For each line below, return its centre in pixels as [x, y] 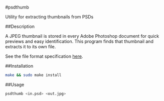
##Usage [15, 85]
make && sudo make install [33, 75]
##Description [20, 26]
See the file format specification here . [44, 56]
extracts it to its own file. [31, 47]
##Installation [19, 66]
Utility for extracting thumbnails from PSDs [49, 17]
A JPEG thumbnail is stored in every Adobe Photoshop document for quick [82, 36]
